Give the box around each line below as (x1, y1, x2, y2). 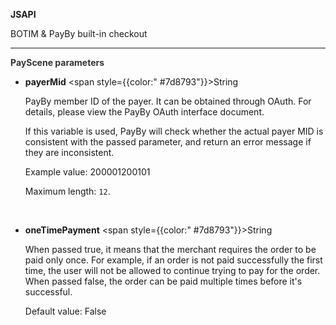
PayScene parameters (10, 57, 105, 68)
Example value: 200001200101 (24, 166, 151, 178)
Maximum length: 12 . (24, 185, 111, 197)
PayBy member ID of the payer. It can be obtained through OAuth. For (24, 95, 312, 107)
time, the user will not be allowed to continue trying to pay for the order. (24, 265, 321, 276)
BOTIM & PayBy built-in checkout (10, 28, 148, 39)
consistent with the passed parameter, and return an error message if (24, 136, 312, 148)
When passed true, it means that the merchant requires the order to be (24, 244, 317, 255)
